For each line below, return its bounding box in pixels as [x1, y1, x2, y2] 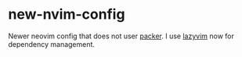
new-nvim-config [8, 5, 125, 23]
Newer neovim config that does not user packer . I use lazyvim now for [8, 31, 235, 41]
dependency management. [8, 39, 96, 48]
